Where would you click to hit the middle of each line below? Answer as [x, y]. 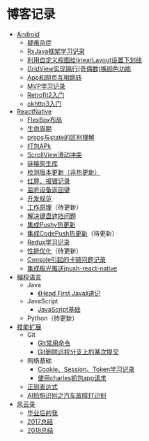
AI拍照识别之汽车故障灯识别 [67, 395]
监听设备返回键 [48, 189]
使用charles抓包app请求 [72, 377]
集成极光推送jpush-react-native [72, 268]
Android [28, 34]
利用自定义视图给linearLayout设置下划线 [84, 59]
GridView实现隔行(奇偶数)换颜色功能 [79, 68]
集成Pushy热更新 [51, 224]
